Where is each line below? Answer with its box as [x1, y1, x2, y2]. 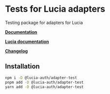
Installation [5, 62, 40, 70]
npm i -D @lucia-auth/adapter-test [5, 75, 77, 80]
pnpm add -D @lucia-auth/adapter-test [5, 80, 84, 85]
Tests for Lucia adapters [5, 3, 106, 15]
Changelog [5, 48, 28, 54]
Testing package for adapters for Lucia [5, 20, 83, 25]
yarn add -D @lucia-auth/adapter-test [5, 84, 84, 89]
